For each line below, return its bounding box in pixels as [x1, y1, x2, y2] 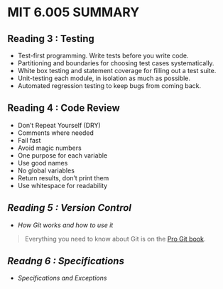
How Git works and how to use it [17, 221, 114, 229]
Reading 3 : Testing [7, 33, 94, 45]
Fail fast [17, 136, 41, 144]
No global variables [17, 166, 75, 175]
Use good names [17, 158, 68, 167]
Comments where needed [17, 129, 94, 137]
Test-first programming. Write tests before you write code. [17, 51, 189, 60]
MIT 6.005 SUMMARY [7, 4, 140, 21]
